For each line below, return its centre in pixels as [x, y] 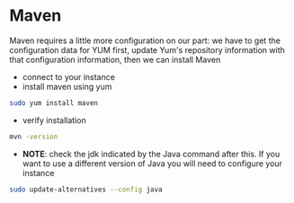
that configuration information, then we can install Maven [115, 59]
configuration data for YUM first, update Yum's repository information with [147, 49]
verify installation [54, 120]
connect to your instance [68, 76]
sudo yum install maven [54, 103]
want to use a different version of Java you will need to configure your [152, 163]
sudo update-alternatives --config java [86, 190]
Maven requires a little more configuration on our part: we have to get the [145, 40]
